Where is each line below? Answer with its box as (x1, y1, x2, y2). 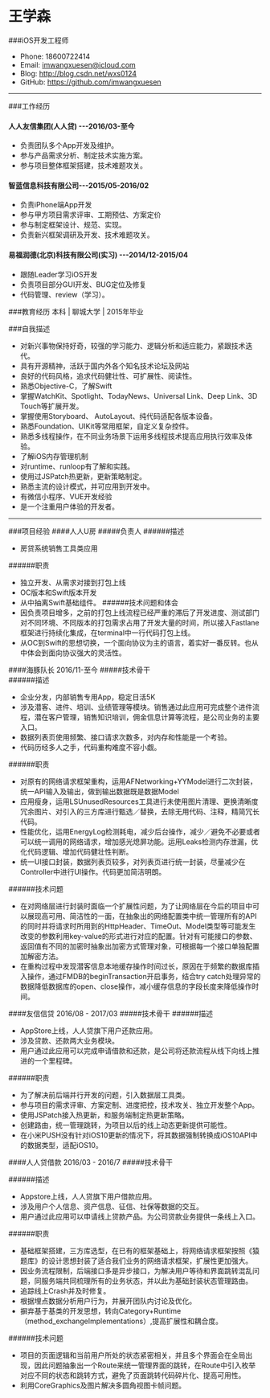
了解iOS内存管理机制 (19, 451, 88, 461)
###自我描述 (8, 323, 51, 334)
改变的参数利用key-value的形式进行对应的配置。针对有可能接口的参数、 (19, 931, 257, 941)
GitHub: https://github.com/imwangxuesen (19, 77, 162, 87)
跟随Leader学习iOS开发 (19, 269, 98, 279)
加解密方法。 (19, 951, 63, 961)
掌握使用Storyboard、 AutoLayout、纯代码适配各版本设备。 (19, 411, 217, 420)
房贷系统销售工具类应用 (19, 543, 98, 553)
